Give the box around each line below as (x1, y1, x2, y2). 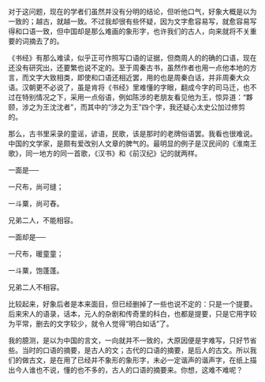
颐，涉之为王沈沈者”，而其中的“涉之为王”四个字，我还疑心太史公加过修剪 (8, 102, 246, 112)
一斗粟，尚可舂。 (8, 199, 64, 208)
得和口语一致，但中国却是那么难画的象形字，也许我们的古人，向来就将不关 (8, 27, 250, 35)
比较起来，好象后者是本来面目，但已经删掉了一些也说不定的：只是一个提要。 (8, 299, 257, 309)
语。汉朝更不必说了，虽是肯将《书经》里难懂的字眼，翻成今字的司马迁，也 (8, 83, 250, 92)
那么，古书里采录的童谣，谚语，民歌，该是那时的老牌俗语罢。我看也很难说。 (8, 129, 257, 138)
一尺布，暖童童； (8, 249, 64, 258)
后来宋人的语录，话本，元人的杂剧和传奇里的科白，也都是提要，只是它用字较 (8, 310, 257, 318)
